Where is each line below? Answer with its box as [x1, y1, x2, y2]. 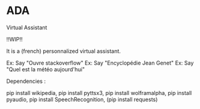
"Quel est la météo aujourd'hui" [6, 65, 85, 73]
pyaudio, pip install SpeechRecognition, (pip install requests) [6, 96, 158, 103]
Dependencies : [6, 77, 46, 85]
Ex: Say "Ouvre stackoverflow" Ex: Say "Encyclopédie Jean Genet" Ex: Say [6, 59, 194, 66]
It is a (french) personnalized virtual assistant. [6, 47, 121, 55]
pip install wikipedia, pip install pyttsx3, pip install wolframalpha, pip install [6, 89, 192, 96]
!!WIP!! [6, 35, 23, 43]
